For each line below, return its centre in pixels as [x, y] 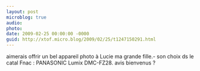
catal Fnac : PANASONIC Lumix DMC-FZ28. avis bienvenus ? [81, 63]
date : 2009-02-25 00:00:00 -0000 [48, 34]
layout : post [22, 12]
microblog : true [26, 17]
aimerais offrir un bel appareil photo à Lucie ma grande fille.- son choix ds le [100, 56]
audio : [14, 23]
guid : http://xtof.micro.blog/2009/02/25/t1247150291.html [81, 39]
